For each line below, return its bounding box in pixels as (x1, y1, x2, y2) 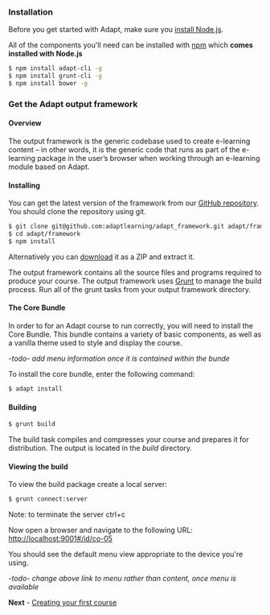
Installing (8, 180, 40, 190)
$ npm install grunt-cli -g (8, 72, 103, 80)
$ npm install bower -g (8, 80, 88, 88)
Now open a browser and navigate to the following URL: (8, 526, 193, 535)
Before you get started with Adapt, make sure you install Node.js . (8, 25, 223, 35)
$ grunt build (8, 420, 56, 428)
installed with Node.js (8, 49, 83, 59)
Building (8, 402, 37, 412)
